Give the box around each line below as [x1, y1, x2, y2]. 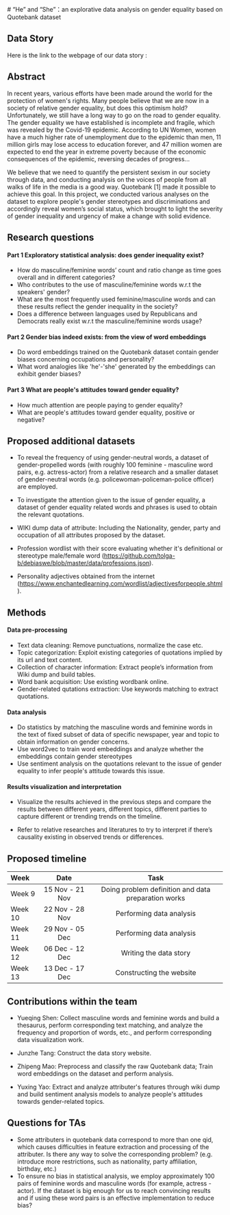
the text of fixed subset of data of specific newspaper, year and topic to [16, 731, 220, 739]
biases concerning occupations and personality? [16, 355, 155, 364]
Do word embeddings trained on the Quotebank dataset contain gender [16, 348, 219, 356]
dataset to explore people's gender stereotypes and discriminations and [7, 197, 210, 205]
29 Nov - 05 [43, 924, 85, 934]
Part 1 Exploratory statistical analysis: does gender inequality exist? [7, 250, 204, 259]
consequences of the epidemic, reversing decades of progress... [7, 154, 190, 163]
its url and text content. [16, 656, 83, 664]
